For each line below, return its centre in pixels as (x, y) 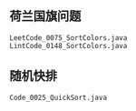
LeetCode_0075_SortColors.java (68, 38)
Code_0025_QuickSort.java (58, 97)
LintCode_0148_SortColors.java (68, 45)
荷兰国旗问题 (45, 16)
